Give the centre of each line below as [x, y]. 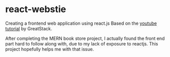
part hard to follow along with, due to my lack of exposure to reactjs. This [82, 43]
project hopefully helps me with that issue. [50, 49]
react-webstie [36, 9]
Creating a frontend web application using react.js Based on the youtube [81, 23]
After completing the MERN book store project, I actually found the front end [85, 38]
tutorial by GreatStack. [29, 28]
